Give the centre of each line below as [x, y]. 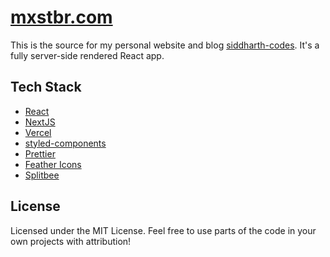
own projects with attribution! [71, 241]
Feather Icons [53, 164]
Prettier [40, 153]
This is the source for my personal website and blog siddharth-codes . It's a [165, 45]
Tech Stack [46, 87]
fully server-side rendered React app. [87, 55]
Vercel [38, 132]
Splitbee [42, 175]
